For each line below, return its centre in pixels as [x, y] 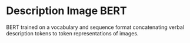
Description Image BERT [67, 11]
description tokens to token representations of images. [72, 33]
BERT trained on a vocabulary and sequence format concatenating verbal [95, 27]
